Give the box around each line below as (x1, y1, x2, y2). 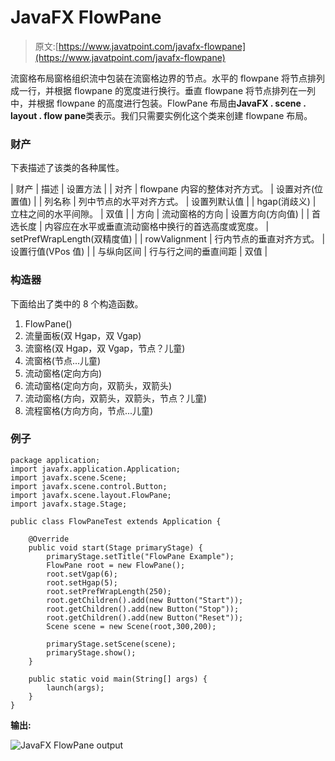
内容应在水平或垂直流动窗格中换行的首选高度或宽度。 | (44, 221, 270, 233)
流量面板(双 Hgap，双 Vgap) (24, 329, 142, 341)
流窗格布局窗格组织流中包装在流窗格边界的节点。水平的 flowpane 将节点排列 (10, 72, 326, 84)
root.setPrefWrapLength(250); (46, 586, 172, 596)
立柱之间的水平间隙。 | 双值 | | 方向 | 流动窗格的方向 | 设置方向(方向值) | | (10, 208, 310, 220)
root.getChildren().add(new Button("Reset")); (46, 612, 244, 623)
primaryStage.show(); (46, 647, 137, 658)
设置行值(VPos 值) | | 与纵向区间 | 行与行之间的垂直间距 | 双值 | (10, 246, 268, 258)
